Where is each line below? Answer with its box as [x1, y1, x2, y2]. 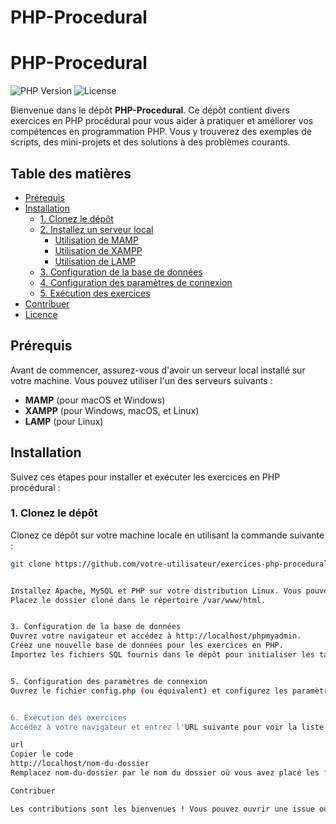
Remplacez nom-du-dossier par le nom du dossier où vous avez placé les [10, 768, 320, 778]
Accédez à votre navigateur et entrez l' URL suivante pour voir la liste [10, 722, 325, 732]
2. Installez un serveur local [39, 223, 154, 235]
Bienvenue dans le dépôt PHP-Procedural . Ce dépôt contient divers [10, 104, 290, 116]
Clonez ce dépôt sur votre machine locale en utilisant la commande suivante [10, 529, 325, 541]
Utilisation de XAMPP [54, 244, 143, 256]
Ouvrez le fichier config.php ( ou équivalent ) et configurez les [10, 686, 288, 696]
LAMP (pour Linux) [24, 415, 104, 427]
